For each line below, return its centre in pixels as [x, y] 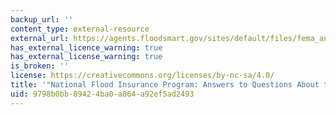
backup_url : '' [42, 19]
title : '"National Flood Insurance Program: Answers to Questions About [165, 85]
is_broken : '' [40, 66]
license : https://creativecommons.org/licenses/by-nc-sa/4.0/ [142, 76]
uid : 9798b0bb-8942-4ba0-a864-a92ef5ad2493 [102, 94]
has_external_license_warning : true [86, 57]
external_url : [40, 38]
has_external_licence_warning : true [86, 47]
